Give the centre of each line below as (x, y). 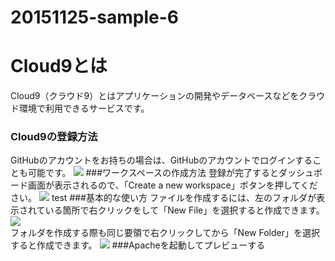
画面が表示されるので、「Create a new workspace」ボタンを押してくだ (172, 185)
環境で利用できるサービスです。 (84, 108)
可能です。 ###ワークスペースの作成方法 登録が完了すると (153, 173)
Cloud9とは (59, 66)
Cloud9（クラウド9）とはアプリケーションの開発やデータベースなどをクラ (163, 96)
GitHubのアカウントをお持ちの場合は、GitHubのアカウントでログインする (161, 160)
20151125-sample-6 (94, 17)
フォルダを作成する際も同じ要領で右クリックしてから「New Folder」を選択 (165, 233)
